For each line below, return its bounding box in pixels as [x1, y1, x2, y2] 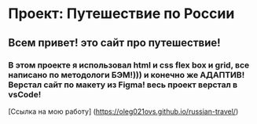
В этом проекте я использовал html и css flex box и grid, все [8, 60, 250, 71]
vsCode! [8, 89, 42, 100]
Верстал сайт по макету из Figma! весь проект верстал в [8, 79, 238, 90]
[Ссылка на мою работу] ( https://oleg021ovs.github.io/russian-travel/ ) [8, 107, 239, 116]
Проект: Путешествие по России [8, 5, 235, 23]
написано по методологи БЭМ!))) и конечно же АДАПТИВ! [8, 69, 245, 80]
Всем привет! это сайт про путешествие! [8, 36, 222, 49]
